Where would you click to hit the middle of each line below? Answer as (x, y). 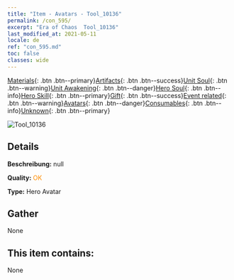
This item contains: (51, 253)
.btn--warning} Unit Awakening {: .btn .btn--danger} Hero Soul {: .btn (105, 88)
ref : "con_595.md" (34, 47)
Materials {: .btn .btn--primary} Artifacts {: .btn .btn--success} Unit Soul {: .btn (118, 80)
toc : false (23, 54)
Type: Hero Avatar (34, 191)
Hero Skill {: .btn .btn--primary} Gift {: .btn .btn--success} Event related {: (124, 95)
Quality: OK (25, 178)
